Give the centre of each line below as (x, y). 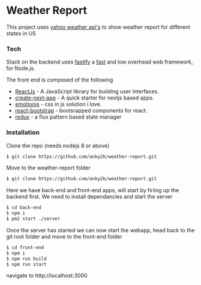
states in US (21, 33)
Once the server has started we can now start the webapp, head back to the (100, 230)
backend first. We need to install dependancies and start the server (89, 197)
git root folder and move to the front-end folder (64, 237)
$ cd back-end (24, 208)
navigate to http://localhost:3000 (47, 275)
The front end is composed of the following (60, 80)
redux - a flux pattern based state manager (68, 117)
